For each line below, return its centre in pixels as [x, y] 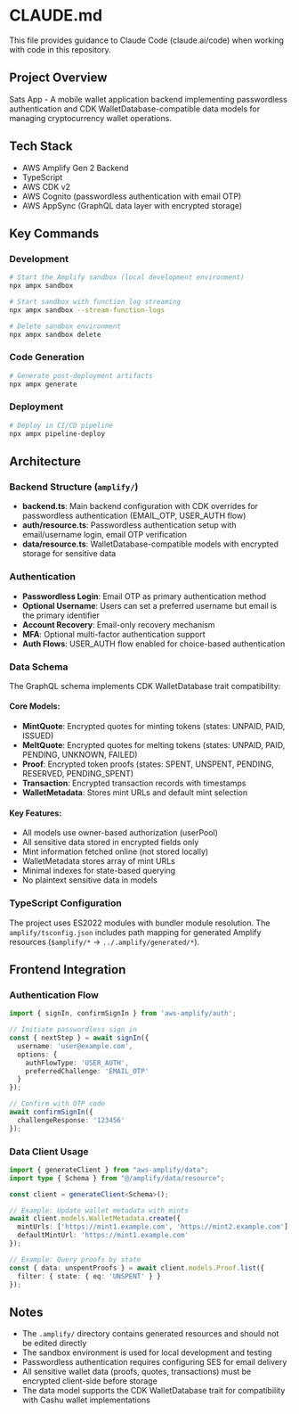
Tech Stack [41, 147]
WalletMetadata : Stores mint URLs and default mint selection [134, 793]
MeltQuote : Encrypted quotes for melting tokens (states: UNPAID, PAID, [154, 745]
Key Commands [54, 233]
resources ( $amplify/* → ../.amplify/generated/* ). [105, 941]
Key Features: [36, 813]
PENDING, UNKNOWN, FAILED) [80, 755]
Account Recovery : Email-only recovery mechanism [118, 624]
